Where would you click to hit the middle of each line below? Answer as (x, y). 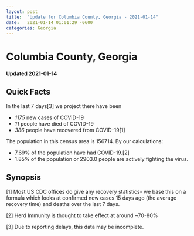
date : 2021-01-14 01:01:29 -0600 (50, 22)
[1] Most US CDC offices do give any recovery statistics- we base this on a (96, 191)
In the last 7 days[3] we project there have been (64, 106)
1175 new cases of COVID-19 (49, 117)
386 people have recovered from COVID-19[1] (70, 130)
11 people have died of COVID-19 (54, 123)
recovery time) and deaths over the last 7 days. (63, 204)
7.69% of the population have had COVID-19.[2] (72, 153)
